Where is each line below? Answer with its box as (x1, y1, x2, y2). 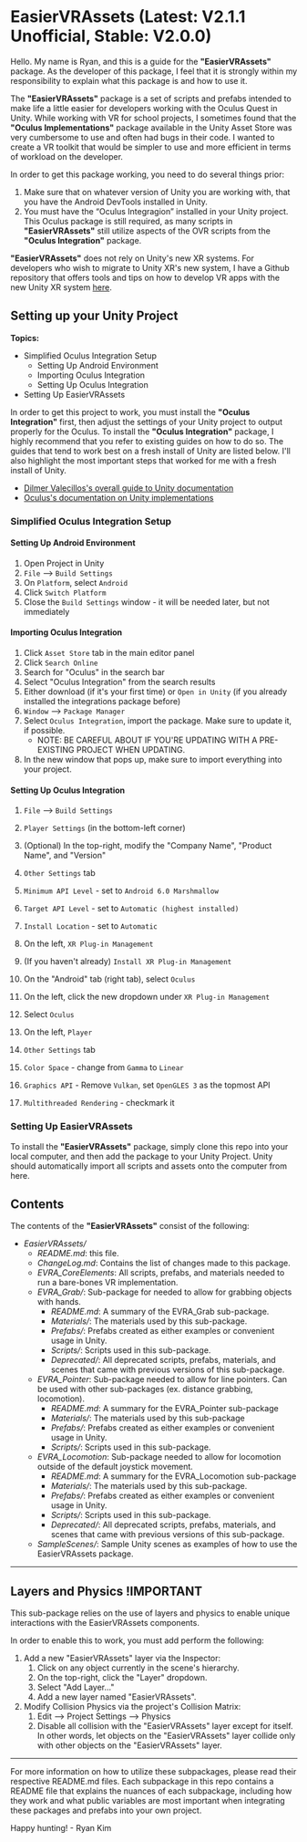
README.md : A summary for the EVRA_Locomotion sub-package (50, 1471, 297, 1482)
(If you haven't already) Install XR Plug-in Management (23, 956, 232, 967)
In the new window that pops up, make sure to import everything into (23, 754, 283, 765)
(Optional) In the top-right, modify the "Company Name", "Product (23, 840, 272, 851)
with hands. (36, 1296, 81, 1307)
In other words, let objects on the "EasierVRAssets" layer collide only (36, 1731, 296, 1742)
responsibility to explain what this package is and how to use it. (10, 75, 248, 86)
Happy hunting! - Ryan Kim (10, 1823, 112, 1834)
